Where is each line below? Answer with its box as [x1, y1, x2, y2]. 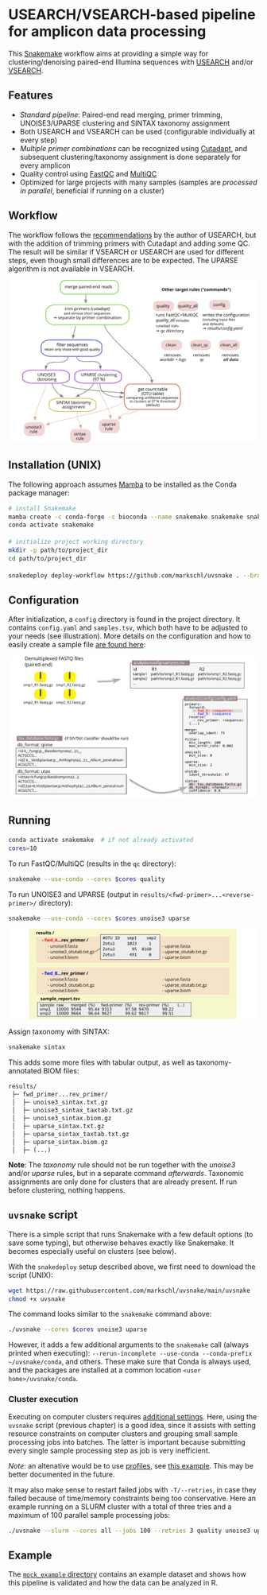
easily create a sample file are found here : [8, 640, 146, 650]
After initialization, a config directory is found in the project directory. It [8, 615, 241, 624]
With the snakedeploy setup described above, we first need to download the [8, 1262, 256, 1271]
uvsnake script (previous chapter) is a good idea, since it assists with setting [8, 1420, 257, 1430]
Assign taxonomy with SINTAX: [8, 1027, 110, 1036]
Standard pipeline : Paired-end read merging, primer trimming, [19, 110, 223, 119]
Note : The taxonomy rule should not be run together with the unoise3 [8, 1159, 236, 1170]
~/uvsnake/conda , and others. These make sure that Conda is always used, [8, 1357, 252, 1367]
